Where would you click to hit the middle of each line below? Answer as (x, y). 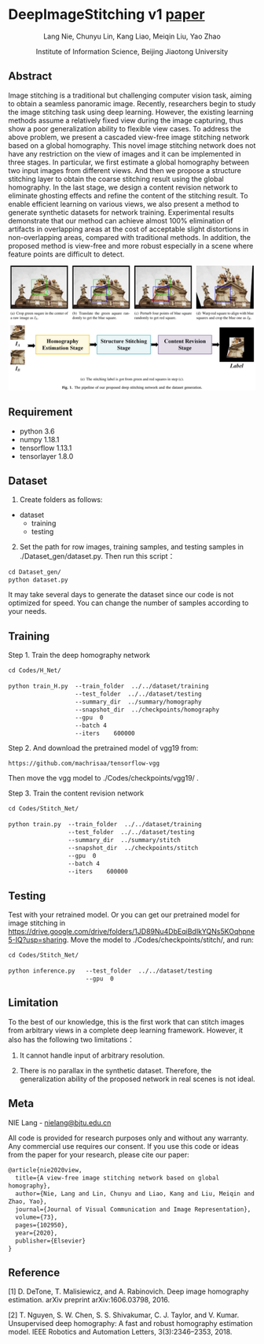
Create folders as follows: (61, 500)
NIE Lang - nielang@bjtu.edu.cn (60, 1122)
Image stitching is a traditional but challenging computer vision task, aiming (130, 95)
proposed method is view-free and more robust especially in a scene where (131, 246)
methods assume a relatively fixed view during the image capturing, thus (126, 120)
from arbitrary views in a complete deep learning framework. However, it (126, 1030)
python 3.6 (37, 431)
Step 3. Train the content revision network (76, 793)
